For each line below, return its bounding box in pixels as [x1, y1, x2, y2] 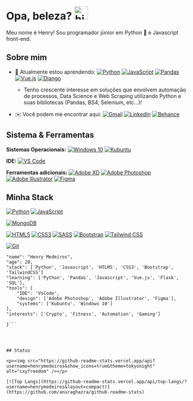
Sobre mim [6, 52, 48, 62]
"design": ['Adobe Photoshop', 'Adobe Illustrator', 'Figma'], [17, 296, 177, 302]
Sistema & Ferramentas [6, 130, 94, 140]
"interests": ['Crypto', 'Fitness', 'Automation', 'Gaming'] [6, 311, 161, 317]
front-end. [6, 35, 31, 42]
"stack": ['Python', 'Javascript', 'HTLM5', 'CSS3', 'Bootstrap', [6, 264, 174, 270]
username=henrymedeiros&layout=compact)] [6, 384, 110, 390]
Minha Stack [6, 192, 53, 202]
